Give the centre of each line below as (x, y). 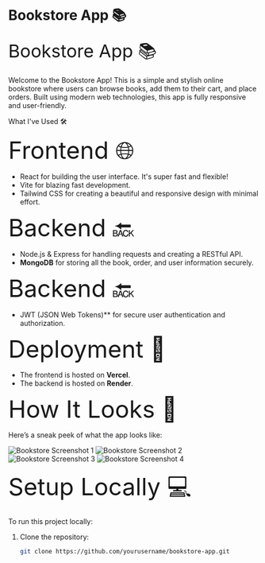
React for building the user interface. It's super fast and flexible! (124, 177)
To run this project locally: (51, 521)
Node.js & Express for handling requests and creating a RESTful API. (131, 254)
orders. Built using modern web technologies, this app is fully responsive (127, 97)
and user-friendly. (38, 105)
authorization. (42, 323)
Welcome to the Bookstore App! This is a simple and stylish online (116, 80)
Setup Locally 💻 (100, 486)
